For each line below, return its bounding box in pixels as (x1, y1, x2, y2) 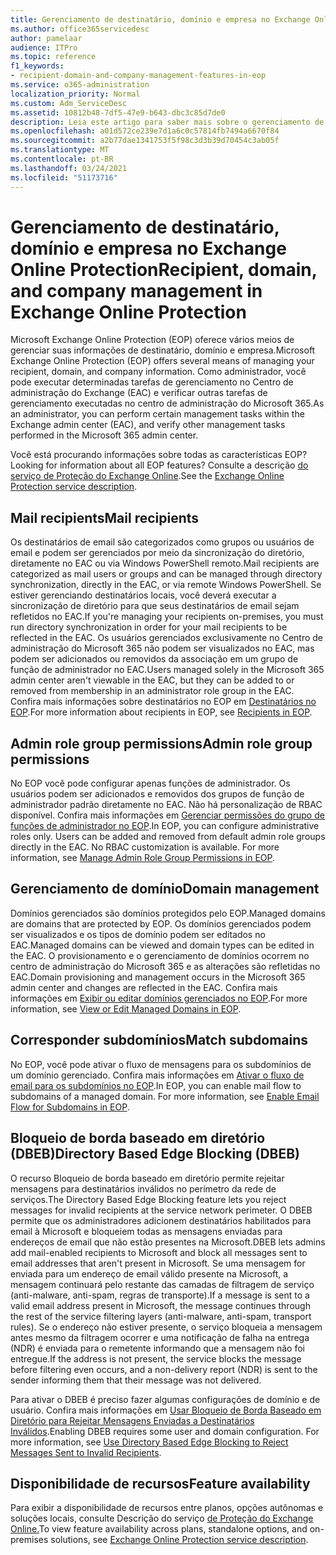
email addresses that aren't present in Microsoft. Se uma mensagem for (10, 1257, 306, 1269)
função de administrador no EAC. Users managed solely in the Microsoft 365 (10, 664, 325, 676)
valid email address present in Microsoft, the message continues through (10, 1299, 311, 1311)
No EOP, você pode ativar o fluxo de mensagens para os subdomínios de (10, 1058, 312, 1070)
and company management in (10, 279, 263, 302)
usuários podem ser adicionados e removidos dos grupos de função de (10, 788, 305, 800)
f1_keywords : (10, 61, 65, 71)
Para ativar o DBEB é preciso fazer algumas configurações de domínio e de (10, 1393, 321, 1405)
